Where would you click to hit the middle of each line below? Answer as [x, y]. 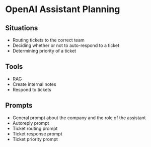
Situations [22, 28]
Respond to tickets [32, 89]
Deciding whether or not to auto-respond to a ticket [66, 45]
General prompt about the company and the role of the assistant [79, 118]
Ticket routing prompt [35, 128]
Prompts [19, 105]
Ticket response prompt [37, 134]
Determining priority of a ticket [44, 51]
